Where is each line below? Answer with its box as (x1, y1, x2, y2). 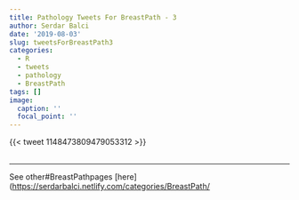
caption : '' (17, 104, 62, 113)
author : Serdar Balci (9, 21, 90, 30)
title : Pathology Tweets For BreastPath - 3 (9, 12, 177, 22)
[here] (114, 172, 138, 182)
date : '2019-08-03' (9, 29, 82, 38)
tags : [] (9, 87, 42, 96)
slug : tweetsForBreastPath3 (9, 37, 114, 47)
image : (9, 95, 34, 105)
